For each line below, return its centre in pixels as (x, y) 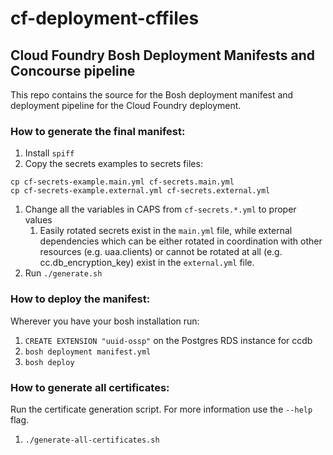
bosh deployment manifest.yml (88, 352)
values (38, 220)
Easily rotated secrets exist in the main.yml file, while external (166, 231)
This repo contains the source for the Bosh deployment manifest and (152, 95)
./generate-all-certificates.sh (92, 440)
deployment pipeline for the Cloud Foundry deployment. (126, 105)
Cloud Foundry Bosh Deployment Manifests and (163, 55)
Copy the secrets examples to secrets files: (113, 164)
